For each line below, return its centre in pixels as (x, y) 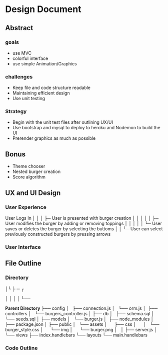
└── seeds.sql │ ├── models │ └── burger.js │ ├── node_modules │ (79, 319)
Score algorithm (29, 177)
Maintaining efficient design (41, 93)
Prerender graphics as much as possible (54, 138)
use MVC (22, 53)
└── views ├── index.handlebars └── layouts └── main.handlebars (76, 335)
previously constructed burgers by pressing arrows (58, 234)
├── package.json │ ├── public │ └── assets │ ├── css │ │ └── (82, 324)
